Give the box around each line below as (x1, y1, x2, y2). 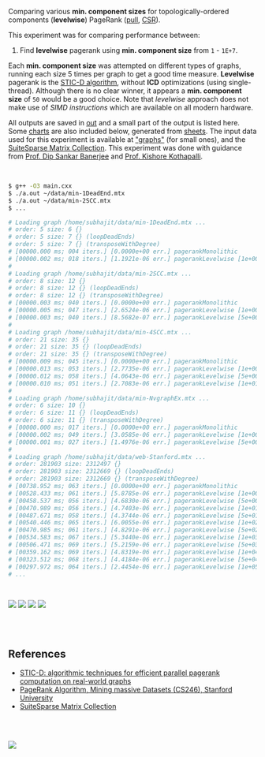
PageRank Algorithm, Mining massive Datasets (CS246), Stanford (19, 685, 233, 695)
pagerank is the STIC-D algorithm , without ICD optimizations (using (8, 78, 227, 87)
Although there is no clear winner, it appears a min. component (35, 86, 242, 95)
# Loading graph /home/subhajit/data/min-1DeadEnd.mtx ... (8, 218, 207, 226)
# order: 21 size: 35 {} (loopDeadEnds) (8, 343, 144, 351)
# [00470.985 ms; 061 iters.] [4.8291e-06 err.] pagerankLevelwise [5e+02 (8, 526, 259, 535)
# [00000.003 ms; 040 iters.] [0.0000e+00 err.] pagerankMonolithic (8, 299, 238, 307)
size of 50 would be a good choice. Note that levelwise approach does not (8, 95, 249, 103)
